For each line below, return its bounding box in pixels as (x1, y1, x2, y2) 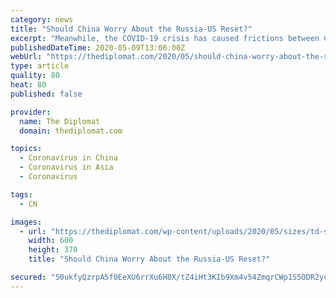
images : (10, 217, 43, 227)
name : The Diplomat (19, 116, 101, 126)
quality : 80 (10, 71, 60, 81)
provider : (10, 107, 52, 117)
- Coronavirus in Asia (19, 162, 114, 173)
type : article (10, 61, 70, 71)
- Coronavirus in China (19, 153, 118, 163)
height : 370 (28, 245, 78, 255)
